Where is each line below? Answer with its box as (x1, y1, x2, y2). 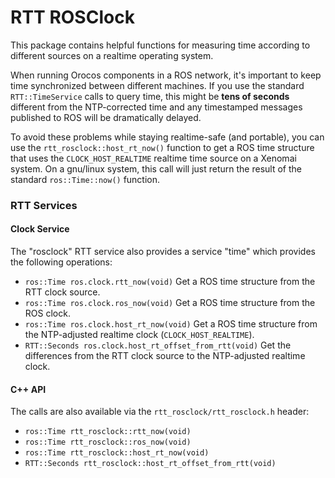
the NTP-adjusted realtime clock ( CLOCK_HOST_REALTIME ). (24, 329, 255, 341)
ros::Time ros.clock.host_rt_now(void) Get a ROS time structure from (24, 318, 318, 330)
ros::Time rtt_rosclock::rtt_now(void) (24, 427, 192, 437)
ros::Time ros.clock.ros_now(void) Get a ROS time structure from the (24, 297, 316, 309)
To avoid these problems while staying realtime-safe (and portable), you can (10, 131, 325, 143)
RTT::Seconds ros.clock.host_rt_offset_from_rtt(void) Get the (24, 339, 292, 351)
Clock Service (10, 223, 70, 235)
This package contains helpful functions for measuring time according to (10, 39, 311, 51)
